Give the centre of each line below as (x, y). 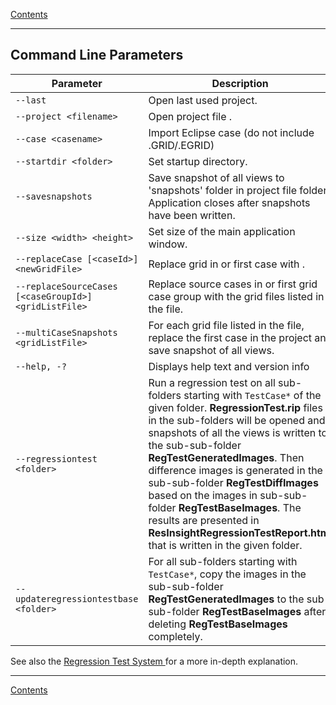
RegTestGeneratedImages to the (226, 599)
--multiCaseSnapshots (66, 332)
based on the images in (203, 495)
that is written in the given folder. (225, 545)
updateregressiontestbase (77, 598)
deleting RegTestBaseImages (218, 624)
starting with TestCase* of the (252, 395)
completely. (175, 636)
